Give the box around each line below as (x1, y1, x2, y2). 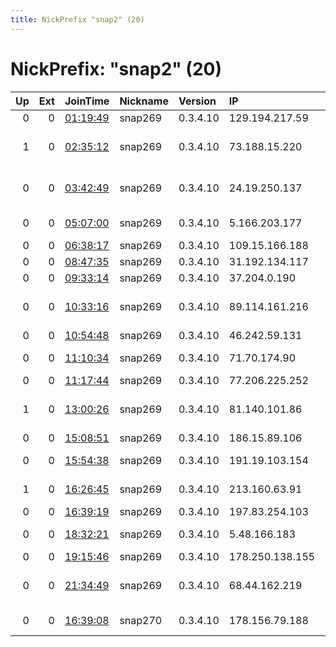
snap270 (119, 613, 163, 627)
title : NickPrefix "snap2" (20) (10, 14, 145, 25)
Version (178, 94, 217, 108)
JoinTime (64, 94, 110, 108)
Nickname (119, 94, 169, 108)
